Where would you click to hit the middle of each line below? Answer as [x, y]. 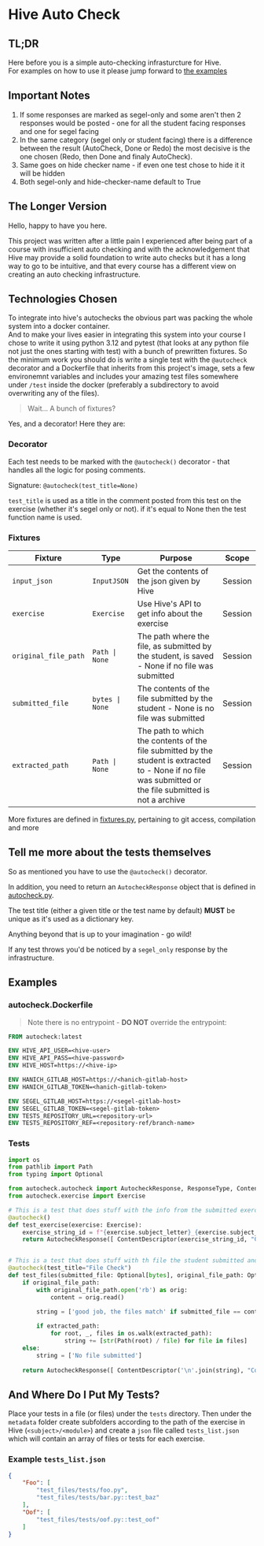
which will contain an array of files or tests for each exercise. [107, 1439]
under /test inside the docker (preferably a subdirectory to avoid [114, 385]
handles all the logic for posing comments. [77, 470]
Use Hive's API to [169, 604]
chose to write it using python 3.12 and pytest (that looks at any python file [128, 343]
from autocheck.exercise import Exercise [77, 1196]
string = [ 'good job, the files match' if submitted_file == [139, 1312]
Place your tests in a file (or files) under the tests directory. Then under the [130, 1414]
